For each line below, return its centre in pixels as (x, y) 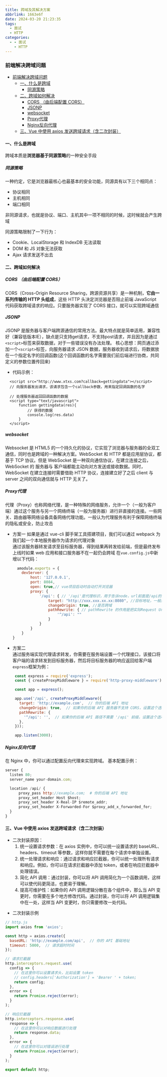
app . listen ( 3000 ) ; (34, 735)
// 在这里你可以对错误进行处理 (42, 1047)
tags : (11, 24)
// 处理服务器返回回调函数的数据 (39, 397)
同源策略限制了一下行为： (31, 232)
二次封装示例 (25, 913)
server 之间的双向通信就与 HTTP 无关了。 (48, 479)
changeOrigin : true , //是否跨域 (80, 605)
